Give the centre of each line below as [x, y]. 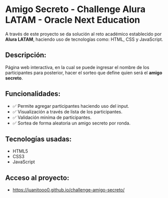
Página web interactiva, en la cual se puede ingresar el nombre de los [77, 67]
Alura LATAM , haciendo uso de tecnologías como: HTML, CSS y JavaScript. [84, 39]
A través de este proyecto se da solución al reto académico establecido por [83, 34]
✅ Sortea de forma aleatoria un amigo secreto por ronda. [71, 123]
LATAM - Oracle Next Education [73, 20]
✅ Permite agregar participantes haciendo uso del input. [71, 106]
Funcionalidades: [33, 94]
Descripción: [26, 55]
